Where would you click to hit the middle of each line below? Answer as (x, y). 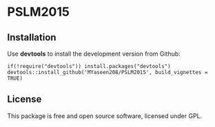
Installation (32, 37)
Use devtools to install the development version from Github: (94, 54)
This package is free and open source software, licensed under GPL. (105, 116)
